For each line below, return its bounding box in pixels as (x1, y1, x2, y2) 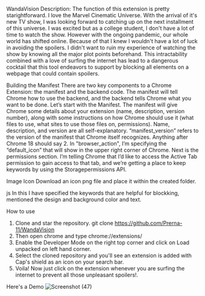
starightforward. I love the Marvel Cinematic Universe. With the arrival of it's (6, 12, 198, 19)
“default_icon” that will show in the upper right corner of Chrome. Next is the (6, 146, 199, 153)
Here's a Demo (6, 283, 44, 290)
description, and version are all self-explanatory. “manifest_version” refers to (6, 127, 199, 134)
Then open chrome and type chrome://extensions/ (15, 233, 142, 239)
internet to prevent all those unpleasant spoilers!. (15, 271, 138, 278)
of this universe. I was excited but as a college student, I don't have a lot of (6, 24, 195, 32)
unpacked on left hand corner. (15, 245, 92, 252)
